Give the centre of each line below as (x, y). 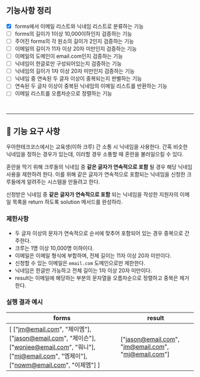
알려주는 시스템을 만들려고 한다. (63, 182)
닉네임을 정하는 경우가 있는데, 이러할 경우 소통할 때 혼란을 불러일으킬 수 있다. (95, 154)
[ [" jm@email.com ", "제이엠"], (50, 329)
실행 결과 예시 (25, 302)
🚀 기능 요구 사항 (33, 131)
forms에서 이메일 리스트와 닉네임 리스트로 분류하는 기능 (79, 26)
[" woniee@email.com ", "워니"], (52, 347)
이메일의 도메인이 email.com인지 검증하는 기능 (69, 56)
